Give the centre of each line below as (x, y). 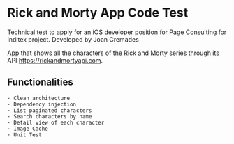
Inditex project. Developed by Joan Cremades (73, 39)
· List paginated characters (50, 110)
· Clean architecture (39, 98)
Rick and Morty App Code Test (98, 13)
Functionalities (40, 82)
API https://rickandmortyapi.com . (55, 60)
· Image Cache (28, 129)
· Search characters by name (50, 116)
